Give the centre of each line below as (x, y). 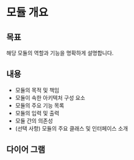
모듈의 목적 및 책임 (37, 90)
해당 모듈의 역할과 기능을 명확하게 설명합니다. (60, 53)
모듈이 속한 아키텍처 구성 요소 (50, 97)
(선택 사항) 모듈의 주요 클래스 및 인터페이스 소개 (72, 128)
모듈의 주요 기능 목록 (40, 105)
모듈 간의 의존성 (34, 121)
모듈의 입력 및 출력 (37, 113)
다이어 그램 (26, 150)
